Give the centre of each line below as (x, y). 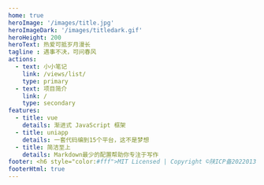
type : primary (45, 81)
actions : (22, 60)
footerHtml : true (37, 169)
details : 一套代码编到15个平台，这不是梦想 (86, 140)
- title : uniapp (42, 132)
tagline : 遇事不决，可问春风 (52, 52)
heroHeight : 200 (35, 37)
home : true (26, 15)
